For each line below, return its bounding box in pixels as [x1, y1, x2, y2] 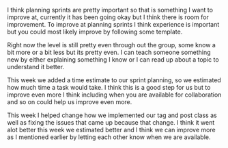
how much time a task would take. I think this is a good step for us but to [7, 84, 211, 91]
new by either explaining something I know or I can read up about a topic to [7, 56, 220, 64]
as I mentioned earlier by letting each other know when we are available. [7, 133, 211, 141]
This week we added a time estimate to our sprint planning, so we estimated [7, 76, 222, 84]
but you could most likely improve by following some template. [7, 27, 183, 36]
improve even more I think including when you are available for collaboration [7, 90, 222, 99]
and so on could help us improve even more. [7, 98, 132, 106]
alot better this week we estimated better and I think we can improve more [7, 126, 216, 134]
